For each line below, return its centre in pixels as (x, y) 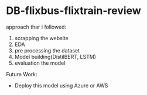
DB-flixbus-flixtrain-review (74, 11)
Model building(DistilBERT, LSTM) (55, 57)
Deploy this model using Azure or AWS (61, 85)
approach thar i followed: (36, 27)
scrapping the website (41, 38)
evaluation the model (40, 63)
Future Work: (22, 74)
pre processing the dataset (47, 50)
